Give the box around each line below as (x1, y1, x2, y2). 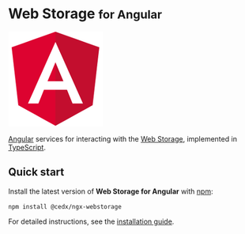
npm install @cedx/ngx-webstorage (8, 202, 122, 210)
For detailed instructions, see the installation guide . (8, 217, 175, 226)
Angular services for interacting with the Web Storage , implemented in (8, 134, 237, 143)
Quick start (8, 165, 65, 179)
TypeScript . (8, 142, 46, 152)
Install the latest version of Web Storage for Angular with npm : (8, 187, 213, 196)
